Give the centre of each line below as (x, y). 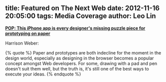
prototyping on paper (28, 33)
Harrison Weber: (22, 43)
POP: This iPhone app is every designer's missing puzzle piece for (75, 28)
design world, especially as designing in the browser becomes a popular (80, 58)
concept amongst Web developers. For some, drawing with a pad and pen (81, 63)
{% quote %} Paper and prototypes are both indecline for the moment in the (83, 52)
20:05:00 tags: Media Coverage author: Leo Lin (81, 16)
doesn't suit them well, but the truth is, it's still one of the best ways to (77, 68)
